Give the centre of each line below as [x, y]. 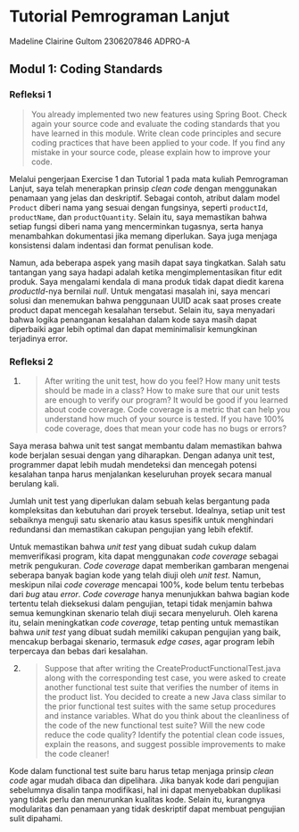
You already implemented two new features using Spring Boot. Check [159, 114]
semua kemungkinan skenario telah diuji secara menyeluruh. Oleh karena [144, 612]
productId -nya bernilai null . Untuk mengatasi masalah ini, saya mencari [140, 291]
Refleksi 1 [30, 95]
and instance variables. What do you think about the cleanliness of [167, 715]
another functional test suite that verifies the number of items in [162, 687]
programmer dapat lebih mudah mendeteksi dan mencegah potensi [133, 464]
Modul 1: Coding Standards [86, 69]
